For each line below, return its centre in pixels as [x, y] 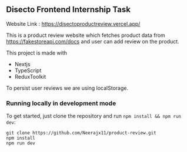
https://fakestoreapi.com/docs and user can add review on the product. [93, 41]
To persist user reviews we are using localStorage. [67, 88]
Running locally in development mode [61, 103]
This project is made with [37, 53]
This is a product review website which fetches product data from [86, 35]
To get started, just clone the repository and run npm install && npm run [93, 116]
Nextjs [22, 64]
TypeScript [28, 70]
